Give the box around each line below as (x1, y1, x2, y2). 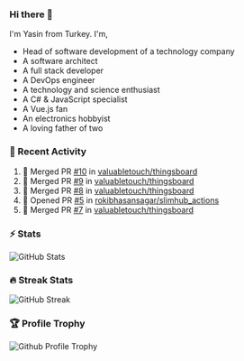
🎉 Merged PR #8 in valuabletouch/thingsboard (22, 185, 194, 196)
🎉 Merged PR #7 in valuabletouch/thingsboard (22, 204, 194, 215)
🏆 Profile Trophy (9, 318, 86, 330)
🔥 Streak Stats (9, 273, 74, 286)
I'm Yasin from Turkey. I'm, (9, 29, 108, 40)
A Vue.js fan (22, 104, 68, 115)
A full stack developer (22, 65, 104, 76)
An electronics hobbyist (22, 113, 111, 125)
